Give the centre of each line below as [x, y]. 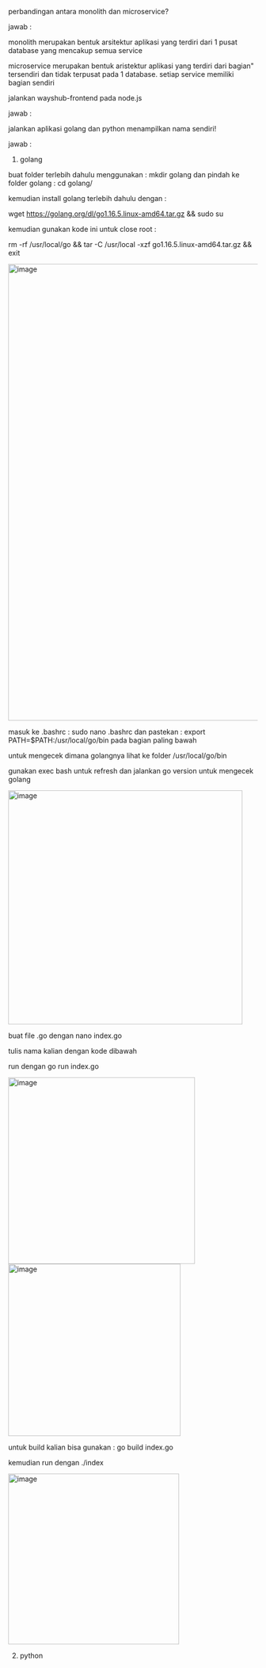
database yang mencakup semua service [75, 50]
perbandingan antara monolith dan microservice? [88, 11]
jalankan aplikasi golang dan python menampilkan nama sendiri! [112, 129]
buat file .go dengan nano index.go [65, 1035]
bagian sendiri [32, 83]
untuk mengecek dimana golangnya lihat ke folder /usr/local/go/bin [118, 756]
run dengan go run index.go [53, 1066]
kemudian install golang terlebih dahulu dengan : [87, 198]
